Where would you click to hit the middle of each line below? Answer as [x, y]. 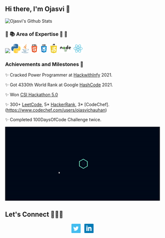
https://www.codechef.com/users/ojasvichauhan [56, 110]
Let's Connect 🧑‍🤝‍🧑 [34, 215]
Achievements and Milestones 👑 [44, 65]
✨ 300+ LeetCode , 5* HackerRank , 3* [44, 104]
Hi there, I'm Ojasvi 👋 [38, 9]
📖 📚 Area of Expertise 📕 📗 [36, 34]
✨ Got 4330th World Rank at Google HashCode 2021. [59, 85]
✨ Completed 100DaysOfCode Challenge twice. [53, 120]
